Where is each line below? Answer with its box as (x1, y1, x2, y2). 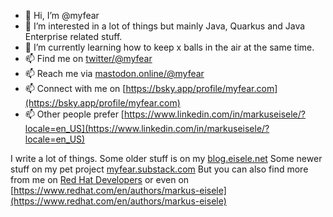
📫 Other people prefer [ (24, 108, 125, 120)
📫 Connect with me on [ (24, 83, 127, 94)
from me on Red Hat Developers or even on (10, 174, 190, 185)
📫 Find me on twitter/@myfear (24, 53, 153, 64)
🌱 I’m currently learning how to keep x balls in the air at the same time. (24, 41, 315, 53)
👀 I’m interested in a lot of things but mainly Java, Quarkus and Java (24, 20, 306, 32)
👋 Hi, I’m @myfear (24, 10, 100, 21)
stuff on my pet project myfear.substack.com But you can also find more (10, 163, 309, 175)
